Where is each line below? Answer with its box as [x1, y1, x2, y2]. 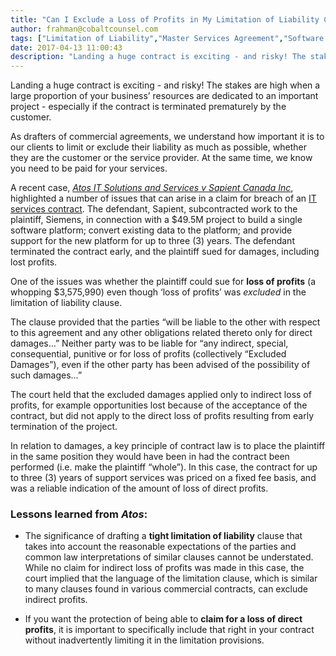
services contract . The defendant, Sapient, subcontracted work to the [10, 203, 298, 215]
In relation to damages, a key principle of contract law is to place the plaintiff [10, 440, 326, 452]
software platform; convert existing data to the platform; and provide [10, 224, 293, 236]
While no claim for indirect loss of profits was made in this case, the [24, 562, 305, 574]
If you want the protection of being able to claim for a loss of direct [24, 613, 303, 625]
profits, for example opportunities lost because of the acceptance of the [10, 399, 308, 411]
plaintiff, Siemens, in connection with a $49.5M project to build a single [10, 214, 303, 226]
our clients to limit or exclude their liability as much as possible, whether [10, 141, 307, 153]
